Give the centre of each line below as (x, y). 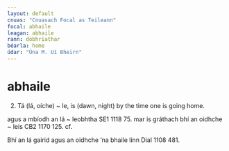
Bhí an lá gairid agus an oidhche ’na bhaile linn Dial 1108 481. (94, 140)
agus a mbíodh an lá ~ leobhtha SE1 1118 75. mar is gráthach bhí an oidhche (115, 119)
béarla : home (26, 46)
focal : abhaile (29, 26)
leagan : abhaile (31, 33)
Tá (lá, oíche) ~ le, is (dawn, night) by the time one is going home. (111, 105)
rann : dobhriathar (34, 39)
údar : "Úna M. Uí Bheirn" (44, 53)
